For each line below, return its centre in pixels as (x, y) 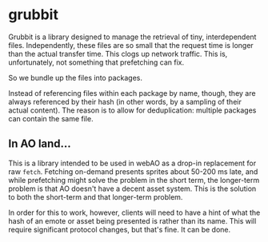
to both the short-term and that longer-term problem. (96, 196)
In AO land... (40, 144)
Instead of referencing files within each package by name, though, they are (132, 93)
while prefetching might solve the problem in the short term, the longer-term (134, 180)
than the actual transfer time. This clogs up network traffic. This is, (118, 54)
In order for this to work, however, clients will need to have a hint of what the (134, 212)
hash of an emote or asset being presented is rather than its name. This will (132, 220)
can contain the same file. (51, 118)
